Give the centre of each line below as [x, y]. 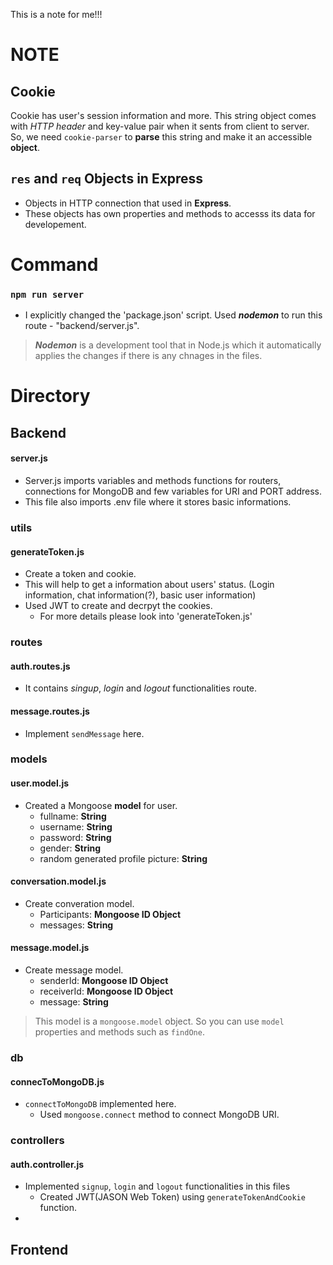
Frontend [39, 1249]
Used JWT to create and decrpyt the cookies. [118, 606]
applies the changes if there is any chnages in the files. [148, 356]
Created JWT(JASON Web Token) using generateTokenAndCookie [172, 1197]
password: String [75, 837]
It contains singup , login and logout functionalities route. [141, 688]
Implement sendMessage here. [84, 733]
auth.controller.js [47, 1164]
